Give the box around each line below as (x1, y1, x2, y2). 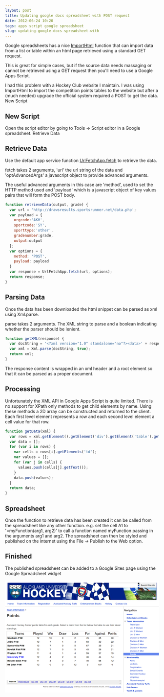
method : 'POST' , (14, 254, 47, 259)
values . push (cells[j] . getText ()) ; (18, 465, 89, 470)
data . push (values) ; (14, 475, 54, 480)
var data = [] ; (9, 439, 41, 444)
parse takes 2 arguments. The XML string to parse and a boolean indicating (5, 321, 157, 326)
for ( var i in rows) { (9, 444, 56, 449)
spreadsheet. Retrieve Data (5, 130, 60, 136)
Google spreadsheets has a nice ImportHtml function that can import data (5, 43, 154, 48)
